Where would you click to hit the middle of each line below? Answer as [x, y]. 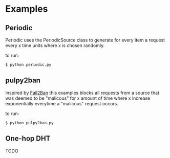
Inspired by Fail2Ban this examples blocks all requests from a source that [82, 93]
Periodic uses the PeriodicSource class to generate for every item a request [85, 40]
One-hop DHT [28, 139]
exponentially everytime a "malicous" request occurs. [62, 103]
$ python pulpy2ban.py [29, 123]
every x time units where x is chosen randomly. [55, 46]
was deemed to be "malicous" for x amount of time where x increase [78, 98]
